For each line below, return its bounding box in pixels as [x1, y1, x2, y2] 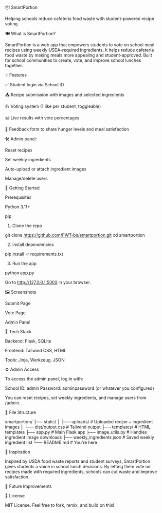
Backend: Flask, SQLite [5, 338, 52, 344]
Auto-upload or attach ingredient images [5, 166, 87, 172]
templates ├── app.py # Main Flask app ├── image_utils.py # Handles [5, 429, 147, 435]
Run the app [12, 261, 37, 266]
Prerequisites [5, 194, 32, 200]
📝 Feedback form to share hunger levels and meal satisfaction [5, 126, 129, 132]
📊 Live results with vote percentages [5, 115, 80, 121]
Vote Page [5, 310, 26, 316]
